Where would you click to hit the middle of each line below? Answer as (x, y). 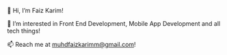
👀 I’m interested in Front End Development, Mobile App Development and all (114, 23)
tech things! (24, 31)
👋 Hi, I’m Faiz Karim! (35, 11)
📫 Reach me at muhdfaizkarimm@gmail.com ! (71, 44)
